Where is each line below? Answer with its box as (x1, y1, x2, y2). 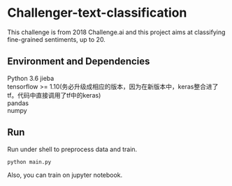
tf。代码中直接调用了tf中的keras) (7, 91, 101, 99)
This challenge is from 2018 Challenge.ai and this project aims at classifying (7, 28, 226, 36)
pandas (7, 99, 29, 107)
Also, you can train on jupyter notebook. (7, 171, 123, 179)
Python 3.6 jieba (7, 74, 55, 82)
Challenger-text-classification (7, 5, 187, 21)
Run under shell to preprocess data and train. (7, 145, 138, 153)
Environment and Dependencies (7, 56, 150, 68)
